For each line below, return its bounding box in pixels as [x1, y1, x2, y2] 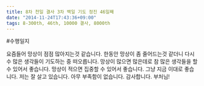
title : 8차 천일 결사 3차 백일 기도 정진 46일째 [6, 8, 114, 15]
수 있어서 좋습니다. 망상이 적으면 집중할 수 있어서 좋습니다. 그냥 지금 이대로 [6, 65, 183, 73]
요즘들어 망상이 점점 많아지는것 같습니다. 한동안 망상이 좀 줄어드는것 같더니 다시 [6, 50, 195, 58]
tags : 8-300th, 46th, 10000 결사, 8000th [6, 20, 111, 26]
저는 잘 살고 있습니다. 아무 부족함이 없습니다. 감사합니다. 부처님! [19, 73, 171, 81]
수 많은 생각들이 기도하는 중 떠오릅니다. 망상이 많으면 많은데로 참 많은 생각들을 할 [6, 58, 198, 65]
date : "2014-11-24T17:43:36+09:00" [6, 15, 97, 21]
